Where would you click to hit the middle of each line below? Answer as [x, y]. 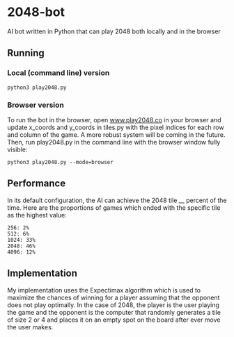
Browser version [36, 105]
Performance [37, 184]
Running [26, 53]
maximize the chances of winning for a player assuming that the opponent [114, 297]
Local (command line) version [58, 73]
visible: [17, 149]
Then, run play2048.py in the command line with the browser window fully [114, 142]
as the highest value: [37, 215]
